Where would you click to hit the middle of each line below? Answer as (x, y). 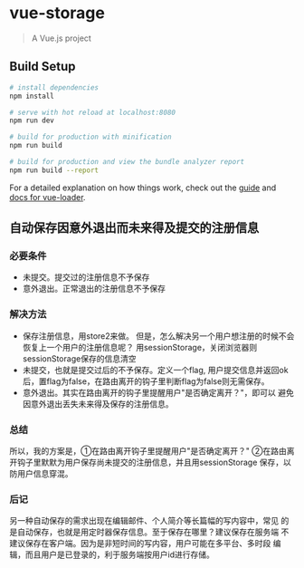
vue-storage (57, 13)
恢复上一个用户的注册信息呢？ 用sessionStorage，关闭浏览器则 (140, 347)
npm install (32, 96)
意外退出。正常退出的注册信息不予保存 (94, 289)
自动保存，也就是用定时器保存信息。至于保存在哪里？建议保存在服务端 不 (153, 532)
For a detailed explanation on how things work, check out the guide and (143, 188)
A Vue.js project (62, 38)
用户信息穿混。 (45, 474)
